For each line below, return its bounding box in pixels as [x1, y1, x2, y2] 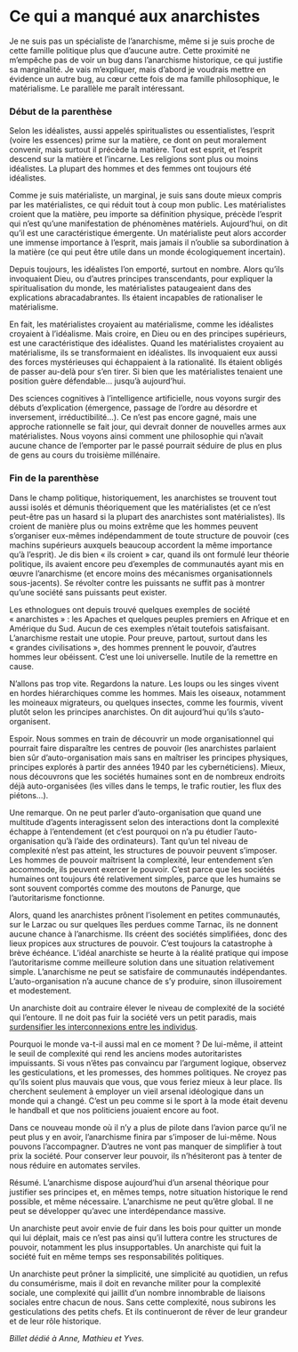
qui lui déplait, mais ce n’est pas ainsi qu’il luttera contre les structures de [9, 1232, 278, 1243]
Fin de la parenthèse [9, 472, 100, 484]
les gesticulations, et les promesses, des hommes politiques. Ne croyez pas [9, 1066, 287, 1078]
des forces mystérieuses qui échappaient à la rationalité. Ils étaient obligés [9, 357, 283, 368]
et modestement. [9, 985, 72, 996]
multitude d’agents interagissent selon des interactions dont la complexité [9, 816, 279, 827]
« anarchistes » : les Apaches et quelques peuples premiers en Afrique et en [9, 613, 290, 624]
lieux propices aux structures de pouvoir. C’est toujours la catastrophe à [9, 937, 273, 949]
